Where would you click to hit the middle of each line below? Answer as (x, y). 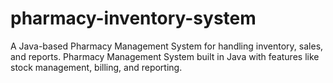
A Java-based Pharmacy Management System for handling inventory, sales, (167, 46)
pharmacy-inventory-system (133, 18)
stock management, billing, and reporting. (96, 67)
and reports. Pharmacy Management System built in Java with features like (165, 56)
